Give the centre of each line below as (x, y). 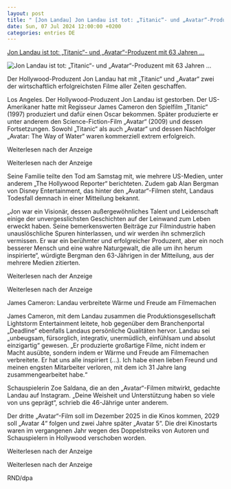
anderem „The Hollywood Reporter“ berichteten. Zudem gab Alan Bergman (113, 184)
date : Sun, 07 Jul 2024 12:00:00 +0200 (64, 26)
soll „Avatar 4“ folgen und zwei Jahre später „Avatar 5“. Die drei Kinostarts (112, 424)
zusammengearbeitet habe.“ (47, 375)
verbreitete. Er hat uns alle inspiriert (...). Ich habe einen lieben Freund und (112, 360)
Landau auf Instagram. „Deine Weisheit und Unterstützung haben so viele (111, 395)
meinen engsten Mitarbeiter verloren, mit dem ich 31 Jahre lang (97, 367)
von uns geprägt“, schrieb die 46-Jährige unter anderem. (88, 403)
